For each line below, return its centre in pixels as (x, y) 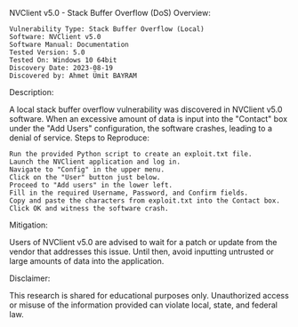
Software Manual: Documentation (69, 44)
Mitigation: (29, 225)
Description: (32, 92)
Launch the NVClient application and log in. (95, 162)
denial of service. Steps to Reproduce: (79, 138)
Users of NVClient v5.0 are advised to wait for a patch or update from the (143, 242)
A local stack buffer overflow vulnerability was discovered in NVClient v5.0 (146, 109)
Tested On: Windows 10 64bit (63, 60)
